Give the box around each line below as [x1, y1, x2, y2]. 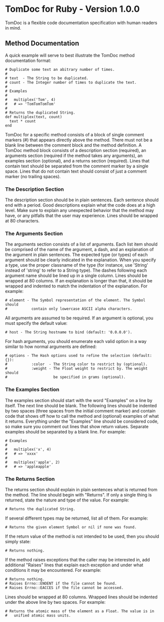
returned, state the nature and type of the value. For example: [5, 497, 130, 503]
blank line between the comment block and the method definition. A [5, 142, 142, 148]
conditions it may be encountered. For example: [5, 567, 101, 573]
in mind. [5, 25, 22, 31]
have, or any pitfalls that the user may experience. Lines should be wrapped [5, 213, 158, 218]
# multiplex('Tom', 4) [5, 97, 56, 102]
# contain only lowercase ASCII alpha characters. [5, 307, 133, 311]
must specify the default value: [5, 320, 68, 326]
